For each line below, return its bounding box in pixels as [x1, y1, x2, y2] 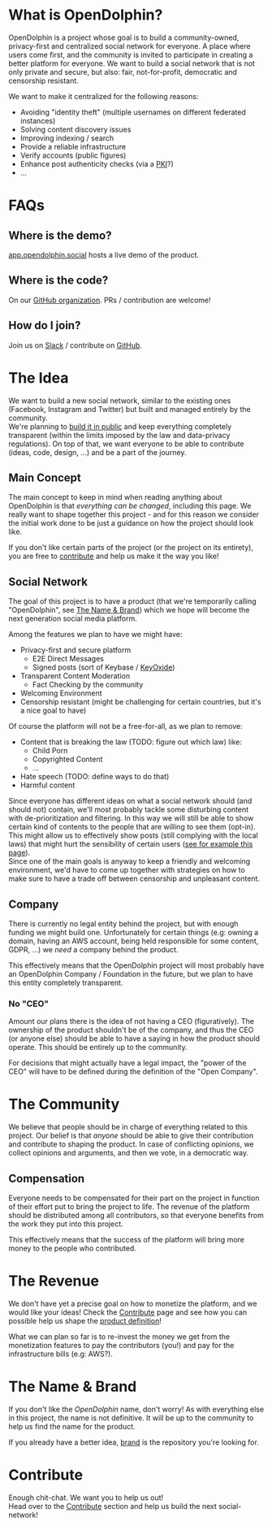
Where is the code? [8, 274, 109, 288]
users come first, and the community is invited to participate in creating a [8, 50, 253, 59]
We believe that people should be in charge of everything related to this [8, 1122, 248, 1132]
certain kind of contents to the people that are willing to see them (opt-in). [8, 822, 256, 832]
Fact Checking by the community [32, 680, 144, 690]
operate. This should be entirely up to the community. [8, 1043, 188, 1052]
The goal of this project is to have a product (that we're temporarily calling [8, 596, 257, 606]
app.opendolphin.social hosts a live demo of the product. [8, 249, 200, 259]
